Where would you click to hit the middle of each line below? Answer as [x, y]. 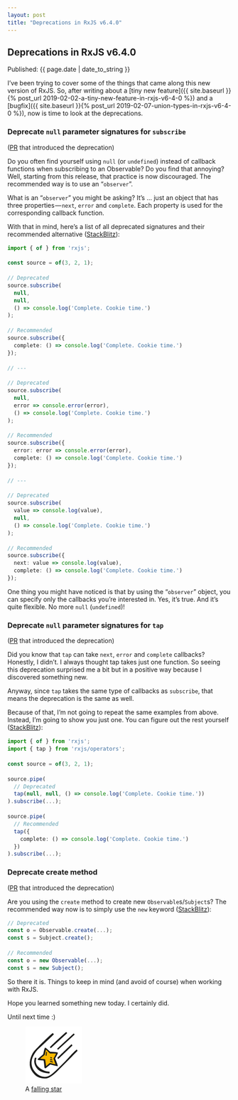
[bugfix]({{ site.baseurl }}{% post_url [61, 106]
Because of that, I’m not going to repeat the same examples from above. [113, 712]
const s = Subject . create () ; [50, 938]
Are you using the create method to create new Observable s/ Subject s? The [117, 901]
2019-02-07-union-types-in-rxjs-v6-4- [174, 106]
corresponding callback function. [56, 213]
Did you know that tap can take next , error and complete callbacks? [106, 655]
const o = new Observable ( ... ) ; [55, 961]
